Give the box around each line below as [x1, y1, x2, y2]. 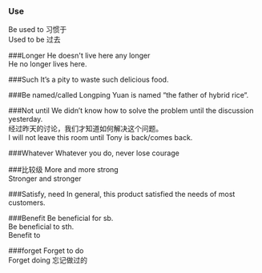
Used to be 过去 [8, 34, 61, 45]
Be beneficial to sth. [8, 222, 75, 231]
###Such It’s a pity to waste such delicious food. [8, 74, 169, 85]
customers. [8, 198, 46, 207]
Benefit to [8, 231, 41, 240]
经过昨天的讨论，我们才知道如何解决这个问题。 [8, 124, 163, 134]
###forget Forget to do [8, 246, 84, 255]
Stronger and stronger [8, 174, 82, 183]
